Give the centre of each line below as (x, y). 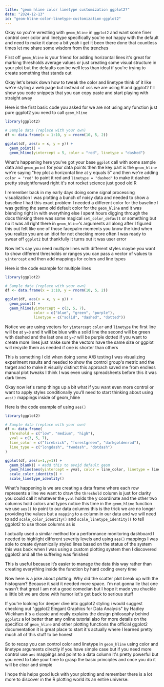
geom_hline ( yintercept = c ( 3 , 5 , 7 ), (48, 308)
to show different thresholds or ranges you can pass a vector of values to (79, 254)
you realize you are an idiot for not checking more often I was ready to (76, 234)
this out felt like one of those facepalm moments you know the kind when (79, 228)
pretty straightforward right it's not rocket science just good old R (71, 183)
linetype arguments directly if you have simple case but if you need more (78, 649)
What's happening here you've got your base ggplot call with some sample (81, 162)
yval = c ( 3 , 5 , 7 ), (29, 438)
